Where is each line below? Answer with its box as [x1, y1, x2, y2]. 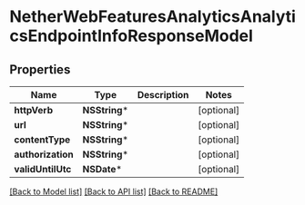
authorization [14, 148, 75, 161]
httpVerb [14, 104, 53, 116]
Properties [9, 62, 71, 77]
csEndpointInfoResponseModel [9, 25, 253, 46]
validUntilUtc [14, 163, 72, 175]
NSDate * [82, 163, 123, 175]
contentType [14, 133, 71, 146]
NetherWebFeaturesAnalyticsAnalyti [9, 6, 296, 27]
